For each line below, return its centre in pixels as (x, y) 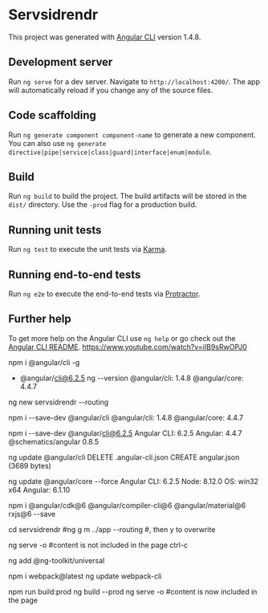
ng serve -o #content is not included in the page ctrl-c (98, 545)
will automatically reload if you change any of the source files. (111, 90)
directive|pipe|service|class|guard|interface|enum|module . (110, 152)
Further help (40, 319)
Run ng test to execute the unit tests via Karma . (87, 250)
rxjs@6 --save (32, 514)
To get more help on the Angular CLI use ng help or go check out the (122, 338)
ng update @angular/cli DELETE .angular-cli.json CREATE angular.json (124, 457)
